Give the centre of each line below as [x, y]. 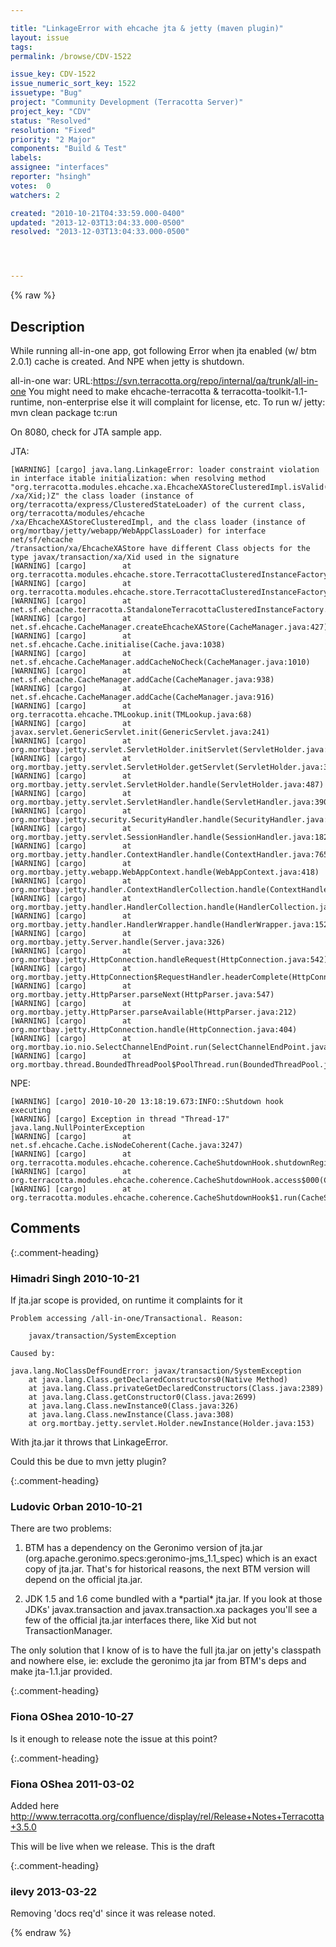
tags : [21, 47]
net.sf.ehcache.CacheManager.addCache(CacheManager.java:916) [142, 697]
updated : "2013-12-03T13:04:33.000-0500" [98, 222]
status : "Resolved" [51, 121]
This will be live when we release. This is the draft [113, 1846]
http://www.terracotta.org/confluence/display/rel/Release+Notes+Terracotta [167, 1816]
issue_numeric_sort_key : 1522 [73, 84]
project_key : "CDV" [51, 111]
